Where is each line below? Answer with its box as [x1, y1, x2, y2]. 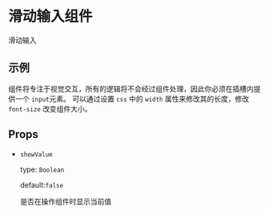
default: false [19, 180, 64, 189]
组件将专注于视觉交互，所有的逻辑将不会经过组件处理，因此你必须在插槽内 [8, 83, 254, 93]
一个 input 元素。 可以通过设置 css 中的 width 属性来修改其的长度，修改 [14, 94, 250, 103]
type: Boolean [19, 164, 65, 174]
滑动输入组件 [8, 7, 94, 26]
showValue [19, 150, 54, 159]
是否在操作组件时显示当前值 [19, 196, 112, 206]
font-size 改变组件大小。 [8, 103, 92, 113]
